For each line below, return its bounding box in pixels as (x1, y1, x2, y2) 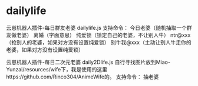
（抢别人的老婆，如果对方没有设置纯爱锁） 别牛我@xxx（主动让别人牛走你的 (6, 39, 192, 46)
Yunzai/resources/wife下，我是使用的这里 (6, 66, 108, 73)
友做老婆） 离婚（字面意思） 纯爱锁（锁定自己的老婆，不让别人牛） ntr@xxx (6, 31, 191, 39)
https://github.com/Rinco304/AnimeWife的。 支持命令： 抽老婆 (6, 73, 159, 80)
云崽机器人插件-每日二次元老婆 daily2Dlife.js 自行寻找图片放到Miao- (6, 59, 171, 66)
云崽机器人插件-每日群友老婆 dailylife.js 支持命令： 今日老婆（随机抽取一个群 (6, 24, 192, 31)
